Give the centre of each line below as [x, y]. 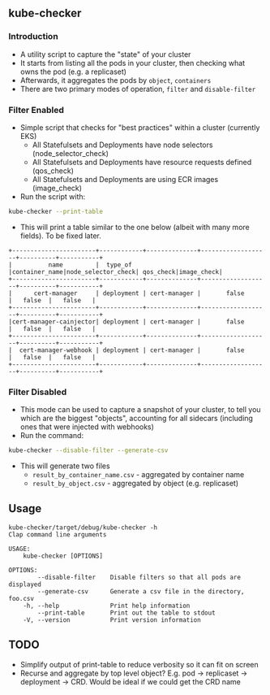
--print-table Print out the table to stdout [127, 613]
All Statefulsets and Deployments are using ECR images [125, 179]
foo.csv [21, 598]
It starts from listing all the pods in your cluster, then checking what [133, 63]
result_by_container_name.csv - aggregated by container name [138, 475]
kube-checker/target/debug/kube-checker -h [83, 528]
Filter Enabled [36, 110]
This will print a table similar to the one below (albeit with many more [135, 227]
